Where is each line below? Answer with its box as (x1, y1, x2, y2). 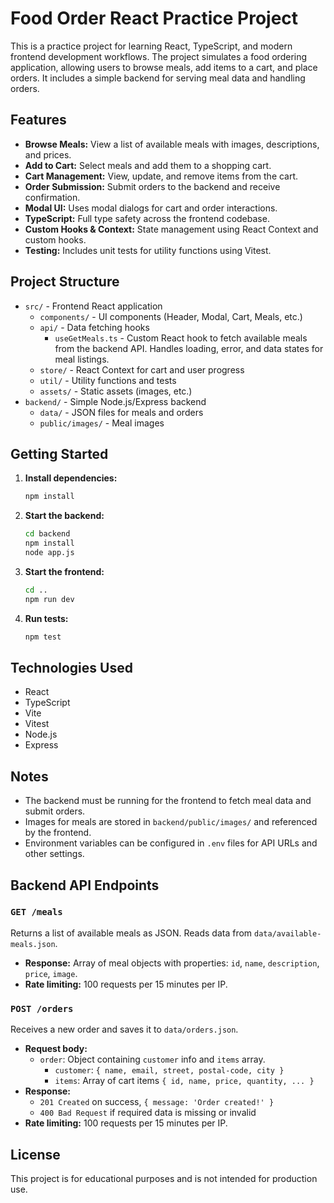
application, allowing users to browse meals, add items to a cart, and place (10, 61, 318, 73)
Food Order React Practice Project (10, 7, 299, 30)
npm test (24, 632, 62, 642)
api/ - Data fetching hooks (39, 321, 150, 333)
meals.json (10, 939, 56, 949)
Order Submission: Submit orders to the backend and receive (24, 180, 281, 192)
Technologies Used (10, 659, 133, 676)
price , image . (24, 967, 78, 979)
